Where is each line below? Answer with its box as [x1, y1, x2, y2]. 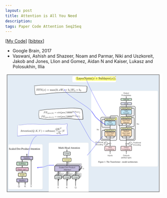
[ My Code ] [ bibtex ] [5, 38, 44, 44]
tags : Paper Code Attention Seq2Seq [5, 24, 81, 29]
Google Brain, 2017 [12, 48, 52, 54]
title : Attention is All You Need [5, 13, 77, 18]
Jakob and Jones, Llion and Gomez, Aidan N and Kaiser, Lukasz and [12, 58, 153, 64]
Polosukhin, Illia [12, 64, 45, 70]
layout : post [5, 8, 32, 13]
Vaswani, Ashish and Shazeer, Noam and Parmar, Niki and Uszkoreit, [12, 53, 154, 59]
